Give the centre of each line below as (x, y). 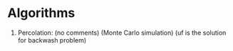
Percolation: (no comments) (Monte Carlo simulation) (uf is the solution (122, 33)
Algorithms (41, 13)
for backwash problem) (52, 40)
